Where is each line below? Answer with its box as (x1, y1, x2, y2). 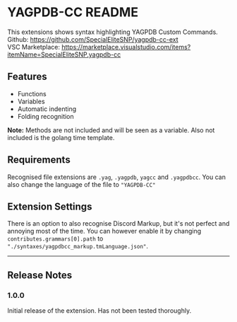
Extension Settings (7, 200, 92, 212)
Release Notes (7, 269, 73, 281)
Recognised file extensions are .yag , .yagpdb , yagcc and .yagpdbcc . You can (7, 173, 226, 181)
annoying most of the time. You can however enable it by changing (7, 227, 202, 236)
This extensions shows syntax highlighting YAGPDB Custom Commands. (7, 28, 219, 36)
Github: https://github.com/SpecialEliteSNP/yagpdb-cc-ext (7, 35, 178, 43)
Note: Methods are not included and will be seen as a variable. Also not (7, 125, 215, 134)
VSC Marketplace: (7, 42, 60, 51)
